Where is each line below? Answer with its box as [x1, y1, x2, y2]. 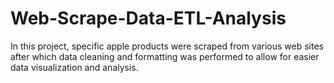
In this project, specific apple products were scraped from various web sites [10, 40, 324, 52]
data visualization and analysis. [10, 61, 139, 73]
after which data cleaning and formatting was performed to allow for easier [10, 50, 320, 62]
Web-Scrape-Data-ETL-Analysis [10, 7, 287, 30]
